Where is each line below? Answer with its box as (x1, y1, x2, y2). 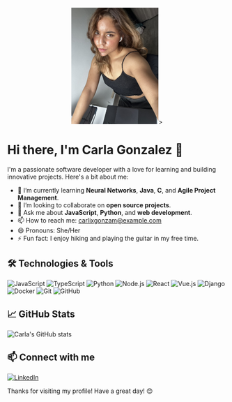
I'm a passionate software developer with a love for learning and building (7, 165, 217, 173)
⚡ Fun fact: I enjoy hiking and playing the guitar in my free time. (17, 234, 199, 242)
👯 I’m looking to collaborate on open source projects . (17, 200, 171, 209)
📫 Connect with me (7, 351, 95, 363)
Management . (17, 193, 59, 202)
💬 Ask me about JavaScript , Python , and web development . (17, 208, 193, 216)
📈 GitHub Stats (7, 308, 75, 320)
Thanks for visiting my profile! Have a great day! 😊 (7, 387, 153, 395)
